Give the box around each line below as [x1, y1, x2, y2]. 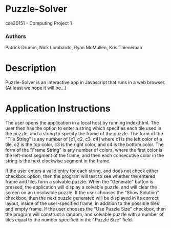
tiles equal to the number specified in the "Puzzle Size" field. [5, 217, 133, 223]
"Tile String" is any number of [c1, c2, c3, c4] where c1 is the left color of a [5, 136, 162, 142]
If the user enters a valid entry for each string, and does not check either [5, 168, 159, 174]
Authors [5, 33, 27, 40]
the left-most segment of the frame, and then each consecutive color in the [5, 152, 164, 159]
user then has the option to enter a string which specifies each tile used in [5, 125, 162, 131]
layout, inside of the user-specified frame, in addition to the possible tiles [5, 200, 160, 206]
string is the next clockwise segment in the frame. [5, 158, 111, 164]
